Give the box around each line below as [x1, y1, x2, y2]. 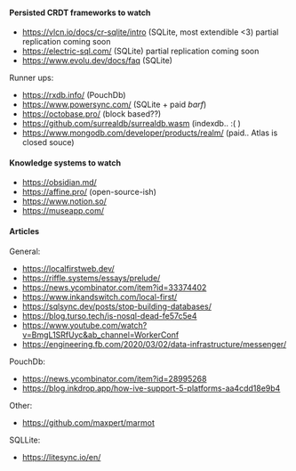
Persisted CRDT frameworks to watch [9, 7, 151, 18]
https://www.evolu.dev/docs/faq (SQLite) [21, 55, 173, 66]
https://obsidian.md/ [21, 177, 98, 188]
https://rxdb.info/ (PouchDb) [21, 90, 126, 101]
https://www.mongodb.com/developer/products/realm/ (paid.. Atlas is [21, 127, 278, 138]
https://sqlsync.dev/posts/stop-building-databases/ [21, 301, 212, 312]
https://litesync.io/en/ [21, 451, 101, 462]
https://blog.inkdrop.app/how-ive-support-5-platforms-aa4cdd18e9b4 [21, 383, 281, 394]
